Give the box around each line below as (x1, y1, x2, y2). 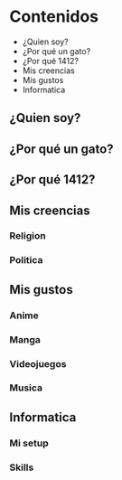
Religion (9, 230, 47, 242)
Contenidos (9, 6, 99, 27)
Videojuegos (9, 357, 67, 370)
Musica (9, 381, 43, 394)
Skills (9, 461, 34, 474)
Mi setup (9, 437, 49, 449)
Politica (9, 254, 43, 267)
